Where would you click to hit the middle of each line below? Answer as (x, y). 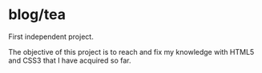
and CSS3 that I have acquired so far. (70, 60)
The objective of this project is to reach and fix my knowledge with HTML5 (131, 52)
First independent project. (51, 36)
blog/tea (37, 15)
